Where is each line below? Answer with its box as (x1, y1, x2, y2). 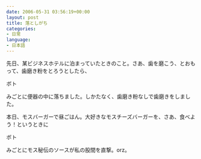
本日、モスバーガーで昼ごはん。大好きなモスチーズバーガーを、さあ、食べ (6, 113, 191, 120)
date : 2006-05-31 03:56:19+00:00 (6, 8, 90, 15)
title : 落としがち (6, 20, 48, 26)
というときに (16, 120, 49, 128)
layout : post (6, 14, 39, 20)
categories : (6, 25, 36, 32)
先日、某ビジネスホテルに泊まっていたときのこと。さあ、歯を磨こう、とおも (6, 60, 196, 67)
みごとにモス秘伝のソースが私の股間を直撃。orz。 (6, 146, 131, 154)
